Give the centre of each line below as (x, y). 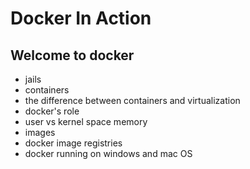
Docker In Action (81, 18)
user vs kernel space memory (86, 121)
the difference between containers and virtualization (132, 100)
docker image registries (73, 143)
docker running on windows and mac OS (108, 153)
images (40, 132)
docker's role (52, 111)
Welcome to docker (72, 55)
